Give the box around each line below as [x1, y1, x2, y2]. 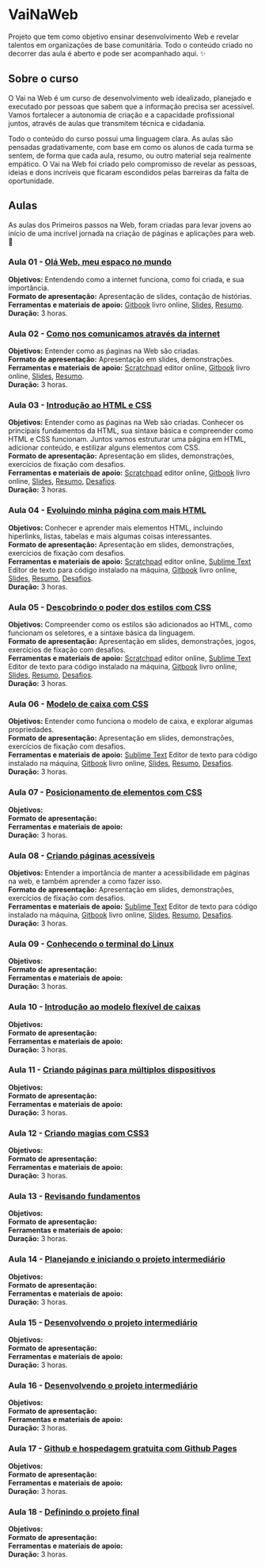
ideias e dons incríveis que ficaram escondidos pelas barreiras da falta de [8, 167, 249, 177]
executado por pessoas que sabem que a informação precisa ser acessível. [8, 102, 255, 111]
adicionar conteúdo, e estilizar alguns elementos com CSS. [8, 443, 200, 453]
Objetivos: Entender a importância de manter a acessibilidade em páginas [8, 868, 251, 877]
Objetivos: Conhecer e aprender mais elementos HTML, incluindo [8, 523, 223, 532]
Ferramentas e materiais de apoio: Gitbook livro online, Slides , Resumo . [8, 300, 244, 309]
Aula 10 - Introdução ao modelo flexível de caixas [8, 1002, 201, 1013]
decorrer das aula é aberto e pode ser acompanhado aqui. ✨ [8, 48, 206, 58]
